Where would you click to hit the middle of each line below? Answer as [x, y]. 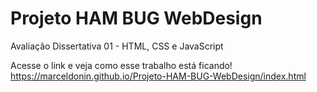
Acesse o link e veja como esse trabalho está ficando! [121, 65]
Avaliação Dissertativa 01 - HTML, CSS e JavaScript [117, 46]
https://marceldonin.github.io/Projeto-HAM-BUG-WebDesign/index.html [158, 76]
